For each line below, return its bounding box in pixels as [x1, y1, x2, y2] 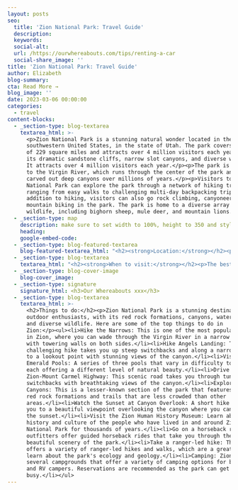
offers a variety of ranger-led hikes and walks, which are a [25, 445, 214, 452]
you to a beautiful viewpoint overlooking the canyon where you [25, 406, 220, 413]
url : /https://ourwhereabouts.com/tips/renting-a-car [13, 50, 176, 57]
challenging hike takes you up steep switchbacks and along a [25, 347, 214, 354]
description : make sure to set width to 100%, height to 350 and [20, 221, 217, 228]
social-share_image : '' [13, 57, 84, 64]
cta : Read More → [7, 83, 59, 90]
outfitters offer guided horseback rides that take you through [25, 432, 220, 440]
